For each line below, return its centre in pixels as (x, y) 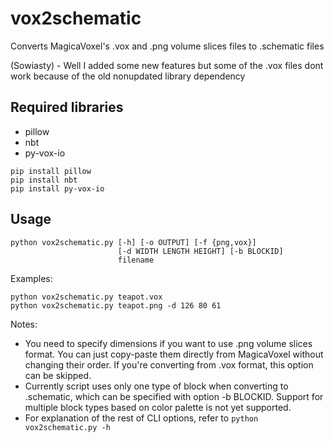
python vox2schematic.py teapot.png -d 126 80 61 (116, 305)
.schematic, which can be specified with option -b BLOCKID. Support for (174, 396)
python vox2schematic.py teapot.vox (86, 297)
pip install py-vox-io (57, 188)
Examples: (31, 278)
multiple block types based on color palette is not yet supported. (158, 407)
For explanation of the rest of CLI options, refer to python (141, 418)
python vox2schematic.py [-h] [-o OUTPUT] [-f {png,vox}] (133, 242)
